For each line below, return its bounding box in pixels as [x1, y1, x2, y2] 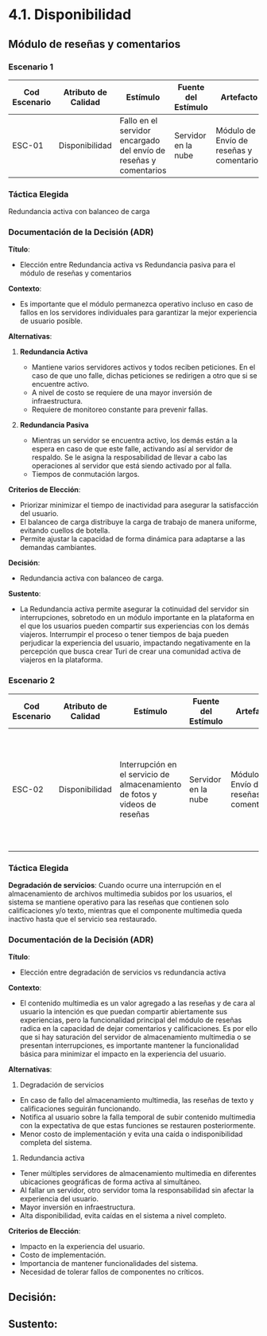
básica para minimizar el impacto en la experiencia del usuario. [19, 1049, 226, 1059]
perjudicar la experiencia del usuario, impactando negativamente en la [19, 639, 251, 648]
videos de [119, 799, 157, 810]
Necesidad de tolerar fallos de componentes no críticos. [19, 1268, 204, 1277]
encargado [119, 135, 161, 146]
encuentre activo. [31, 380, 90, 389]
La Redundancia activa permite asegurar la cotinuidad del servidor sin [19, 604, 249, 614]
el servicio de [119, 768, 170, 779]
